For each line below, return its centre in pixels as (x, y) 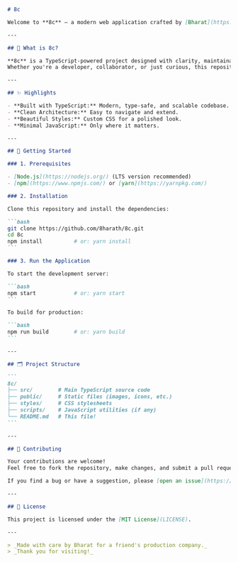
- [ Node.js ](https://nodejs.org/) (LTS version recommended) (100, 177)
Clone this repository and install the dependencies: (89, 209)
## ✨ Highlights (32, 93)
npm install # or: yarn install (69, 242)
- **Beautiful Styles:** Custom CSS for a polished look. (95, 119)
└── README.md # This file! (52, 417)
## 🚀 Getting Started (39, 151)
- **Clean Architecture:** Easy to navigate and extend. (93, 112)
